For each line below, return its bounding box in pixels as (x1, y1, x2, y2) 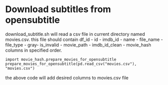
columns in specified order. (5, 47, 62, 53)
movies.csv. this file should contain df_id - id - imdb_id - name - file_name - (5, 36, 163, 42)
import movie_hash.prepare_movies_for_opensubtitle (5, 57, 116, 62)
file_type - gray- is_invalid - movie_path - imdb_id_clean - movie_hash (5, 41, 151, 48)
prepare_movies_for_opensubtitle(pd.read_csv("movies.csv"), (5, 61, 137, 66)
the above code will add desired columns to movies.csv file (5, 74, 129, 80)
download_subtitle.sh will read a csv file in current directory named (5, 31, 145, 37)
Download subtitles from (5, 4, 111, 15)
